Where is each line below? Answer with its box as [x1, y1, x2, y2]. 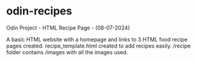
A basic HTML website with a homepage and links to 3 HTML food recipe [6, 36, 188, 43]
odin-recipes [6, 4, 72, 18]
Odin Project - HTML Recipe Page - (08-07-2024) [6, 24, 130, 31]
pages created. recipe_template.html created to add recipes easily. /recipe [6, 42, 191, 49]
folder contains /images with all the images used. [6, 48, 128, 55]
